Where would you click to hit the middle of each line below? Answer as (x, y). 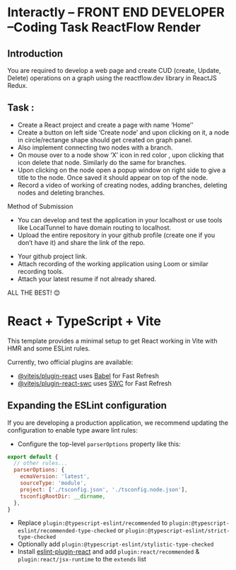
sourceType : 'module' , (53, 483)
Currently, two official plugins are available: (70, 362)
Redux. (18, 85)
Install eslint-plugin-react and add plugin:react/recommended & (108, 552)
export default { (33, 457)
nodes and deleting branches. (61, 193)
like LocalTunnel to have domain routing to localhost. (94, 227)
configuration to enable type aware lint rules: (72, 430)
